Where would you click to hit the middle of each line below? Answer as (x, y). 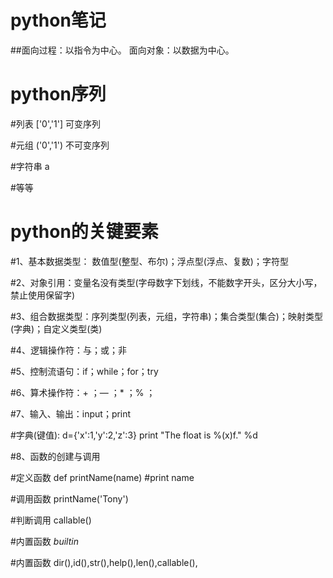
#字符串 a (30, 166)
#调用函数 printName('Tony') (69, 498)
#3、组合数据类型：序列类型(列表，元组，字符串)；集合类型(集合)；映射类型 (166, 316)
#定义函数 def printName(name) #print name (102, 477)
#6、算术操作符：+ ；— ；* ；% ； (83, 392)
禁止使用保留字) (43, 295)
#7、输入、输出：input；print (71, 413)
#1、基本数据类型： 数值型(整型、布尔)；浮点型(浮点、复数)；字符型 (149, 261)
